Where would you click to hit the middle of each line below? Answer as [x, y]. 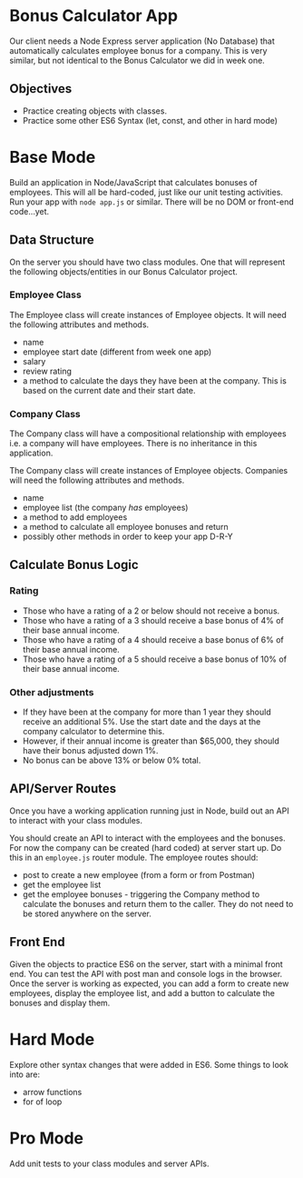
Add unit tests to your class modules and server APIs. [110, 1163]
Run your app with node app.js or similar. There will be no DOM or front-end [151, 202]
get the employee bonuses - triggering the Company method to [141, 894]
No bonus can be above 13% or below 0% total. [112, 761]
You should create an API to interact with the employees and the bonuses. [147, 838]
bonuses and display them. [60, 1003]
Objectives [41, 89]
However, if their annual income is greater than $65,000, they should [151, 741]
